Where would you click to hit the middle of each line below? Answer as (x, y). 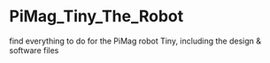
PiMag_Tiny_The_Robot (96, 16)
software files (34, 50)
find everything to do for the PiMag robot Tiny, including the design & (135, 41)
